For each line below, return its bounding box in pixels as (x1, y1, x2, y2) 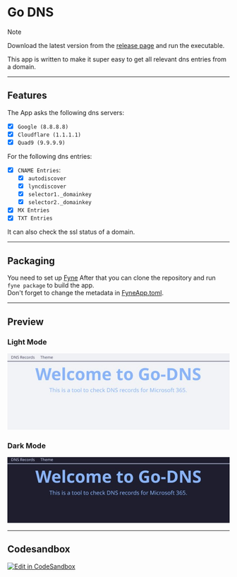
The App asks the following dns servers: (7, 108, 125, 117)
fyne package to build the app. (7, 281, 95, 290)
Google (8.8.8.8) (17, 123, 69, 131)
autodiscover (28, 175, 67, 182)
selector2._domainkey (28, 199, 92, 206)
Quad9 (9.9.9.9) (17, 139, 66, 146)
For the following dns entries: (7, 152, 92, 160)
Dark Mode (7, 441, 46, 451)
